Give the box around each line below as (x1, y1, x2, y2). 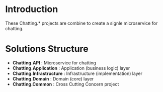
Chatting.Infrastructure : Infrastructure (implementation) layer (12, 70, 142, 76)
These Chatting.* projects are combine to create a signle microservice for (5, 20, 158, 26)
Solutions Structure (5, 43, 89, 55)
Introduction (5, 4, 58, 15)
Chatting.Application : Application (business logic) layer (12, 65, 130, 71)
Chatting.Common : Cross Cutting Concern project (12, 81, 119, 87)
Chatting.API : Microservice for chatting (12, 59, 97, 66)
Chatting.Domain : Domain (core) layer (12, 75, 94, 81)
